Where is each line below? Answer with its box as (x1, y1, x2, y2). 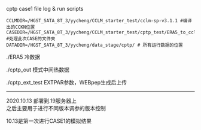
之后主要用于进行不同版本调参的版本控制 (6, 105, 106, 111)
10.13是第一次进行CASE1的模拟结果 (6, 117, 92, 125)
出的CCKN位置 (6, 24, 35, 30)
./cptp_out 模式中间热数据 (6, 66, 70, 73)
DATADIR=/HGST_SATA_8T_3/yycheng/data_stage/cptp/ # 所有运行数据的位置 (6, 42, 184, 48)
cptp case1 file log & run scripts (6, 5, 84, 12)
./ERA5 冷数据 (6, 53, 41, 61)
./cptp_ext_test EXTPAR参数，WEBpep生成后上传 (6, 79, 127, 86)
